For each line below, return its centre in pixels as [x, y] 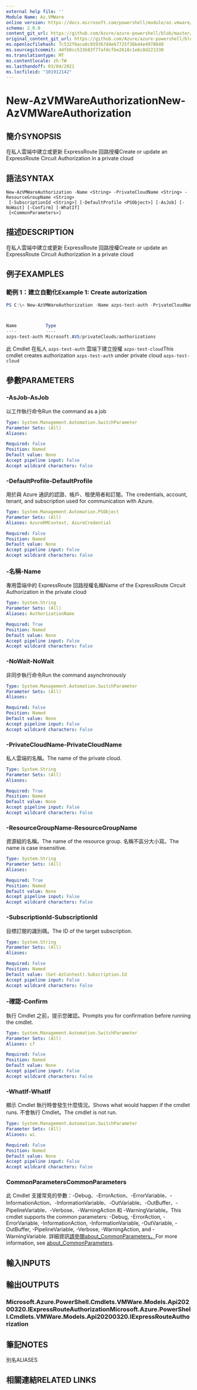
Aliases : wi [21, 1134]
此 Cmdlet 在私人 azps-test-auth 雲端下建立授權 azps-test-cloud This [90, 349]
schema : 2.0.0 [23, 28]
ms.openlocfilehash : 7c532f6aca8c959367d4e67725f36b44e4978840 [85, 45]
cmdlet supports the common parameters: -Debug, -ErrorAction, [84, 1217]
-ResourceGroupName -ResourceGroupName [72, 827]
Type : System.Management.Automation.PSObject [62, 512]
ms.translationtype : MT [35, 55]
